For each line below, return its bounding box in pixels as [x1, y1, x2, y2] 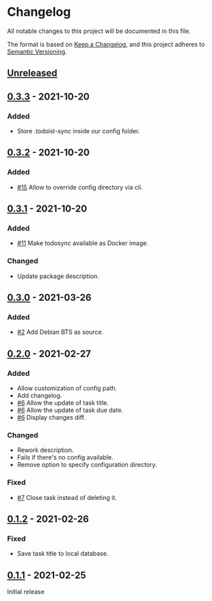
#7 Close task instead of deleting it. [16, 493, 118, 501]
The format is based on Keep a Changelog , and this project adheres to [7, 40, 205, 48]
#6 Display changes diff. [16, 413, 86, 422]
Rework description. [16, 446, 74, 454]
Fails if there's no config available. [16, 453, 114, 462]
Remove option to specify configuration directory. [16, 461, 157, 469]
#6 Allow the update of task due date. [16, 406, 124, 414]
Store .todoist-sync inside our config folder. [16, 127, 140, 135]
